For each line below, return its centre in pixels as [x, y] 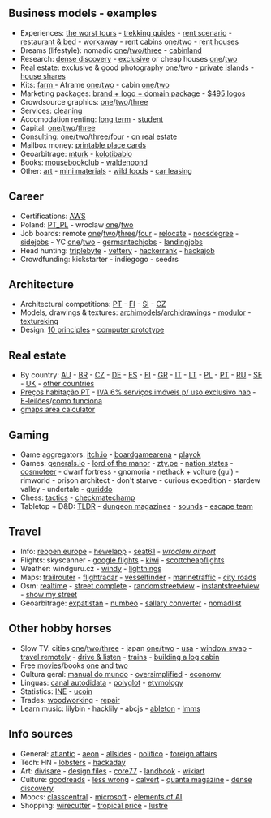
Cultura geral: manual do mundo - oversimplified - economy [120, 674]
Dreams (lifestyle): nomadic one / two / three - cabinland [111, 50]
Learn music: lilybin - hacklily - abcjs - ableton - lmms [110, 708]
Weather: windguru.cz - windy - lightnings [91, 568]
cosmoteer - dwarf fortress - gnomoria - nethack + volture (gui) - [129, 472]
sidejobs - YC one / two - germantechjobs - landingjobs [111, 242]
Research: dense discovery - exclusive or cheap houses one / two [129, 58]
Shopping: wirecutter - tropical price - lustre [94, 805]
